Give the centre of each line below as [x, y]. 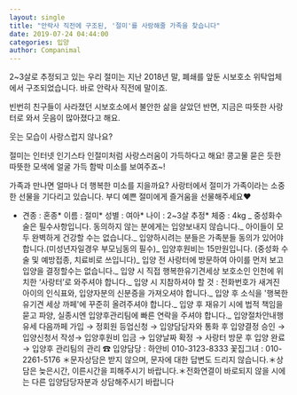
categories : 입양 [39, 42]
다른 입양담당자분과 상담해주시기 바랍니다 [103, 382]
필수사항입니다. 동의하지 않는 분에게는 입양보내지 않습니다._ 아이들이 [156, 226]
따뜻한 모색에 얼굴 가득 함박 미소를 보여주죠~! [87, 167]
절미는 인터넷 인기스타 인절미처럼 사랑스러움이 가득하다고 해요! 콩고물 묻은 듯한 [145, 155]
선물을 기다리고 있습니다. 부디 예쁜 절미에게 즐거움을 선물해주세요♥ [135, 197]
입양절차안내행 [258, 315]
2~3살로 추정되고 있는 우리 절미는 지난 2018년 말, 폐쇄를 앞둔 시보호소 [130, 77]
